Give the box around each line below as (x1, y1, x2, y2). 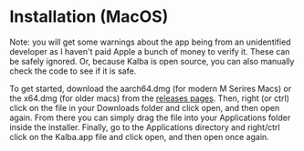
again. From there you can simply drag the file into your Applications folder (9, 112, 291, 123)
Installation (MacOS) (9, 6, 169, 27)
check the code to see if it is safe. (9, 65, 137, 76)
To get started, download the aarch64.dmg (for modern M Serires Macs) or (9, 83, 292, 94)
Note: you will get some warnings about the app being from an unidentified (9, 36, 291, 47)
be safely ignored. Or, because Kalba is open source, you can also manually (9, 55, 295, 66)
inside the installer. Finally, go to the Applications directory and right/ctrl (9, 121, 280, 133)
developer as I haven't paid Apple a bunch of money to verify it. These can (9, 45, 290, 56)
